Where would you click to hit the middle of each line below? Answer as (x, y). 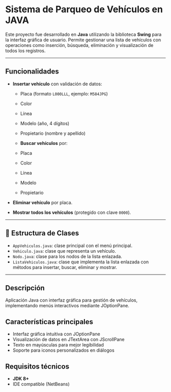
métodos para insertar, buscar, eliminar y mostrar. (65, 267)
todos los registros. (25, 51)
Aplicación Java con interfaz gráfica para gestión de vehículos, (72, 300)
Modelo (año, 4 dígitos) (45, 123)
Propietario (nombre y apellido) (53, 133)
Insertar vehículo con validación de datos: (58, 84)
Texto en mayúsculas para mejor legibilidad (58, 345)
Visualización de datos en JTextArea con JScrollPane (68, 339)
